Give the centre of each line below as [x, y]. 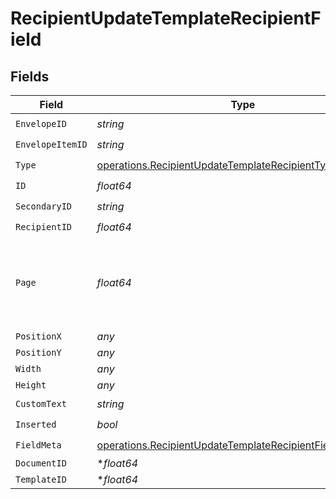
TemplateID [41, 479]
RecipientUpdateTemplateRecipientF [166, 18]
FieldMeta [38, 445]
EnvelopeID [41, 123]
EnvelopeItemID [51, 144]
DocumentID [41, 463]
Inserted [36, 424]
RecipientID [44, 226]
